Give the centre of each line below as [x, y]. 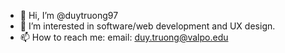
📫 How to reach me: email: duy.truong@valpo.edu [124, 37]
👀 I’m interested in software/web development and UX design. [147, 26]
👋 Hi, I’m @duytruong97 [69, 15]
